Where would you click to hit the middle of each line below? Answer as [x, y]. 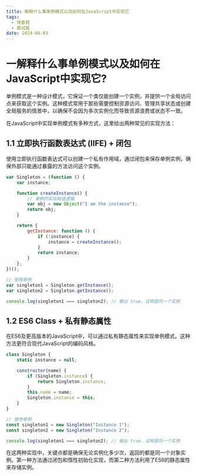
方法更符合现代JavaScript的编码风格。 [52, 344]
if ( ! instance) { [59, 236]
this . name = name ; [50, 392]
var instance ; [34, 182]
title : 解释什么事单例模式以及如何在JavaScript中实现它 [68, 11]
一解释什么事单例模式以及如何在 [83, 64]
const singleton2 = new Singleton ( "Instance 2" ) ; [68, 430]
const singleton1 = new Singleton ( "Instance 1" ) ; [68, 425]
